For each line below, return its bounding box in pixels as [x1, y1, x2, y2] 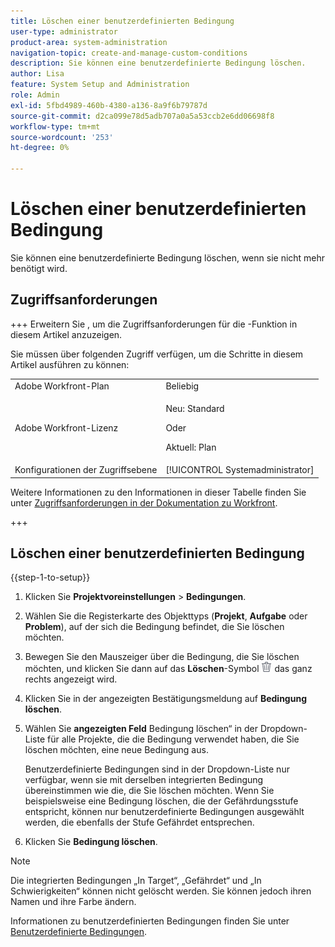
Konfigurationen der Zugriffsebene [14, 464, 158, 475]
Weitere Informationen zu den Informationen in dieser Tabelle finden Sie [10, 486, 307, 498]
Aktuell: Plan [165, 441, 217, 453]
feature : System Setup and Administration [10, 80, 190, 90]
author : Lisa [10, 69, 65, 79]
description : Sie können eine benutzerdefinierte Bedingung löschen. [10, 58, 307, 69]
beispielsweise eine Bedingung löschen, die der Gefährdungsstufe [24, 795, 299, 807]
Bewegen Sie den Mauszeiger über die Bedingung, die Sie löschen [24, 651, 300, 663]
